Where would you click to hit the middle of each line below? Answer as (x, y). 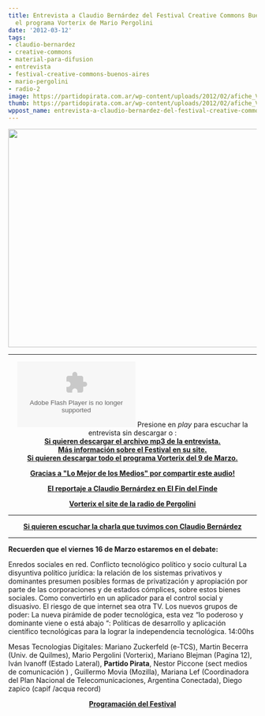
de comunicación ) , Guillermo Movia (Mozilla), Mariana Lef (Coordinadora (129, 672)
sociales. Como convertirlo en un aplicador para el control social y (116, 598)
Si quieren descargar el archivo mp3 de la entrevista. (132, 441)
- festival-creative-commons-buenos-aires (79, 74)
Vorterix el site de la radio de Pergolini (132, 504)
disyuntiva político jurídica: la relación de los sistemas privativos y (115, 573)
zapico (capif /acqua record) (54, 688)
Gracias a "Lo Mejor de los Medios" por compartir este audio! (132, 473)
